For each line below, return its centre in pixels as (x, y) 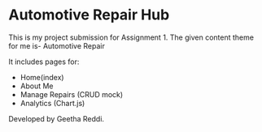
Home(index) (42, 77)
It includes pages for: (44, 62)
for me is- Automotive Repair (57, 45)
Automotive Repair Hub (89, 15)
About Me (37, 86)
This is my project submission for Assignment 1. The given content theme (131, 37)
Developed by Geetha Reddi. (56, 118)
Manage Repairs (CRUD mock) (72, 94)
